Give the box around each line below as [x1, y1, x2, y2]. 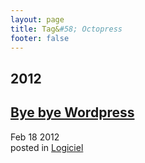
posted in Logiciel [10, 141, 84, 153]
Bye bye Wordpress [10, 104, 135, 121]
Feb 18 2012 [10, 131, 60, 143]
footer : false [10, 33, 70, 43]
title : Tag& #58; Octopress [10, 24, 123, 34]
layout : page [10, 14, 65, 25]
